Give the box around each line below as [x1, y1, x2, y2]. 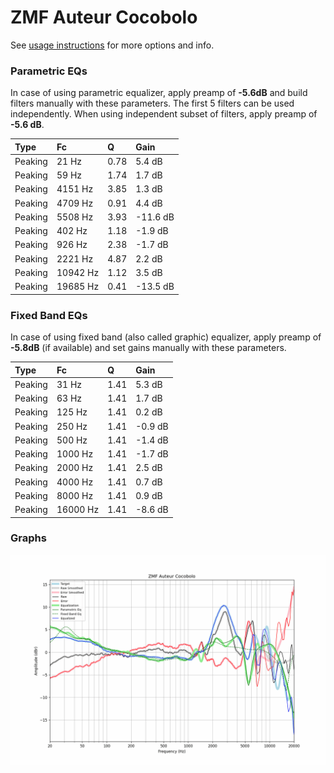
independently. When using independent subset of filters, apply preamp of [10, 108, 318, 120]
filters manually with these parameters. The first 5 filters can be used [10, 97, 295, 110]
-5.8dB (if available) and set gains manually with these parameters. [10, 342, 287, 354]
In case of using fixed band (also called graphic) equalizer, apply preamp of [10, 331, 322, 343]
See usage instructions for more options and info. [10, 39, 215, 51]
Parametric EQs [10, 64, 88, 78]
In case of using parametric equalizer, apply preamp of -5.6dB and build [10, 87, 308, 99]
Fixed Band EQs [10, 308, 88, 322]
